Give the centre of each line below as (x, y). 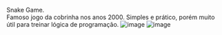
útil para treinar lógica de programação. (63, 24)
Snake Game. (26, 10)
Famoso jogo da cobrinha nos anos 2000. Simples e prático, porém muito (111, 17)
